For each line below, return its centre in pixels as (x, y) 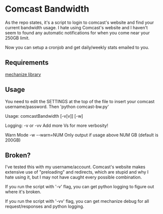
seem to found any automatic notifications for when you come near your (77, 33)
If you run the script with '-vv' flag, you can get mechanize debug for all (77, 201)
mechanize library (23, 74)
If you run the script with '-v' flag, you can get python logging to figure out (80, 187)
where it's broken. (23, 192)
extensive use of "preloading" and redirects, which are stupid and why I (77, 172)
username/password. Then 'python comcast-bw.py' (57, 107)
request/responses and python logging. (45, 206)
